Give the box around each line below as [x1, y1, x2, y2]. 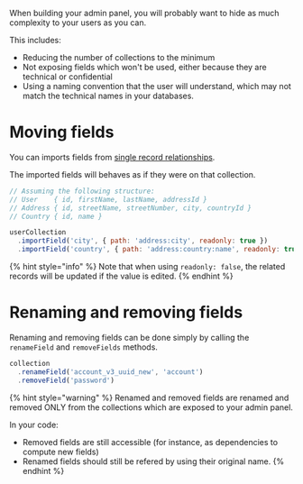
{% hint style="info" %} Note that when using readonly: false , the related [9, 261, 286, 272]
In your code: [9, 419, 59, 430]
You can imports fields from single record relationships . [9, 151, 216, 162]
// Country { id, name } [9, 212, 103, 221]
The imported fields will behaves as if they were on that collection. [9, 169, 256, 179]
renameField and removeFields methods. [9, 342, 158, 352]
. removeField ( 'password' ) [17, 376, 115, 385]
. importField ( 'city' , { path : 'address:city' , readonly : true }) [17, 236, 269, 246]
